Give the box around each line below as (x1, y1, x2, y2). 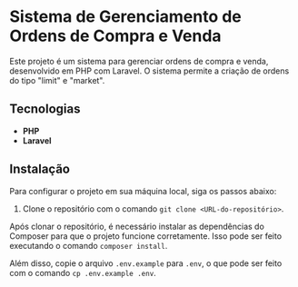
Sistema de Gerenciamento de (9, 6, 243, 27)
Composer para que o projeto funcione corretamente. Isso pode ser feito (9, 230, 283, 242)
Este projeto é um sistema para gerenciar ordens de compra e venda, (9, 55, 269, 66)
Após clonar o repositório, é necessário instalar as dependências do (9, 221, 265, 232)
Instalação (9, 162, 71, 177)
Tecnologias (9, 102, 81, 117)
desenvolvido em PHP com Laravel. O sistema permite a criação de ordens (9, 65, 290, 76)
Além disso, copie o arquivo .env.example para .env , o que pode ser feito (9, 257, 283, 269)
